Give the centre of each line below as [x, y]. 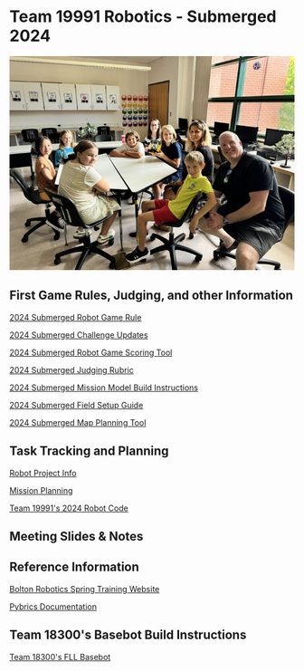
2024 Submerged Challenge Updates [79, 335]
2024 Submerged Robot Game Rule [76, 317]
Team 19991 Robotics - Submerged [143, 17]
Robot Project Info [43, 473]
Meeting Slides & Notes [76, 536]
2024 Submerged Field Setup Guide [76, 405]
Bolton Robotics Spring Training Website [85, 589]
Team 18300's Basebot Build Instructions [128, 635]
